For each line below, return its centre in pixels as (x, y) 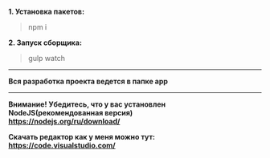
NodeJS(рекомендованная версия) (71, 113)
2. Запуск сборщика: (45, 43)
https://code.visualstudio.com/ (62, 145)
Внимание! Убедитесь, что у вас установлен (87, 104)
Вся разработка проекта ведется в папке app (88, 81)
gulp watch (47, 58)
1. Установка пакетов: (47, 12)
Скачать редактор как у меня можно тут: (82, 137)
